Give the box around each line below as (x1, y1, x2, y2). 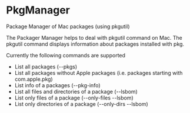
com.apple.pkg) (14, 76, 53, 83)
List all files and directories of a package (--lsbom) (14, 88, 138, 95)
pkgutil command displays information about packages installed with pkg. (6, 40, 184, 47)
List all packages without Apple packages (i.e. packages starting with (14, 69, 183, 76)
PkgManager (6, 4, 71, 17)
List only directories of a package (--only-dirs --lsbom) (14, 100, 148, 107)
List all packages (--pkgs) (14, 63, 78, 70)
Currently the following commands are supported (6, 52, 125, 59)
